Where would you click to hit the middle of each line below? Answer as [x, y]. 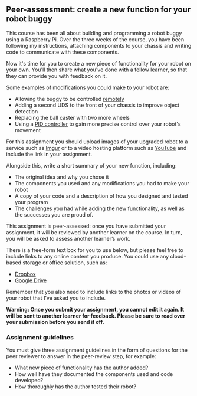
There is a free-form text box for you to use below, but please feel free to [95, 250]
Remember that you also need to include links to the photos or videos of [93, 292]
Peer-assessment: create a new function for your [98, 10]
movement [28, 130]
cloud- [178, 256]
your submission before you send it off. [55, 322]
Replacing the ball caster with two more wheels [72, 117]
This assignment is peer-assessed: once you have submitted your [86, 226]
